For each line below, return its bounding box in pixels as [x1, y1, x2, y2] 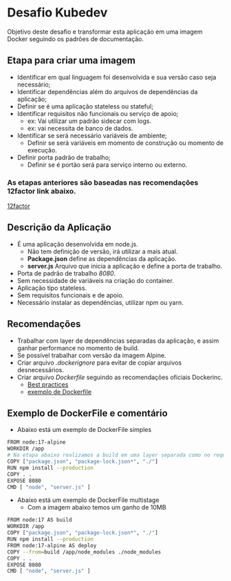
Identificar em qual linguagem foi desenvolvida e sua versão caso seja [16, 73, 217, 81]
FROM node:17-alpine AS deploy [7, 542, 97, 549]
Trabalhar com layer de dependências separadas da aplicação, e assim [16, 337, 219, 345]
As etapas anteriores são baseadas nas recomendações [7, 177, 199, 187]
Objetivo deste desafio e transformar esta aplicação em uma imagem [7, 27, 203, 36]
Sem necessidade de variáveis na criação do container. [16, 276, 174, 284]
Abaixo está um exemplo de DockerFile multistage [16, 496, 159, 504]
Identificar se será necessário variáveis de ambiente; [16, 131, 167, 139]
